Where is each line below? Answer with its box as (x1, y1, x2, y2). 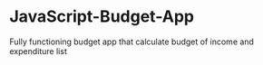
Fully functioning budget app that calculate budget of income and (9, 36, 254, 47)
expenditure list (9, 45, 68, 56)
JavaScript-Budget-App (9, 6, 195, 27)
